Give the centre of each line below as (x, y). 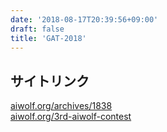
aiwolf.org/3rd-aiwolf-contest (71, 117)
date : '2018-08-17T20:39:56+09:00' (84, 19)
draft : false (37, 29)
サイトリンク (50, 81)
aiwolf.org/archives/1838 (61, 106)
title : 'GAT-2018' (48, 38)
